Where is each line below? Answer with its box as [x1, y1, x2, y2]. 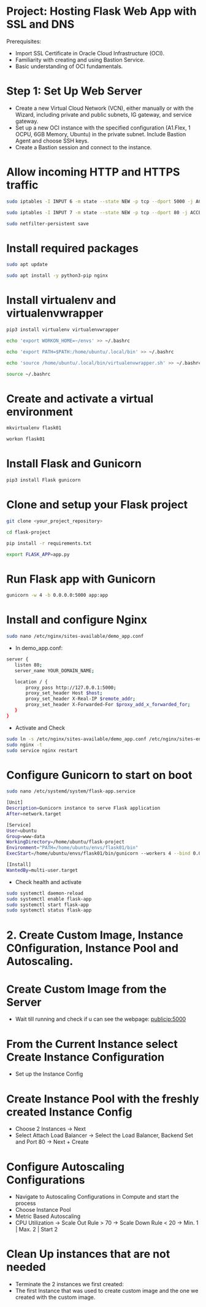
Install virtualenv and [6, 293, 116, 308]
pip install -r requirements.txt [6, 540, 92, 546]
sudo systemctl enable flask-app [6, 896, 92, 902]
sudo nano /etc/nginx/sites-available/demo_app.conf [6, 634, 144, 640]
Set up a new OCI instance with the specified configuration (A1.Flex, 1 [15, 124, 191, 131]
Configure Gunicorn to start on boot [6, 768, 193, 782]
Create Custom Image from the [6, 982, 167, 996]
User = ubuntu [6, 828, 37, 834]
